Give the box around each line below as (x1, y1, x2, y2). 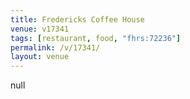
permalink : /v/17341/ (10, 42, 101, 53)
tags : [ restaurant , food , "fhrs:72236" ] (10, 33, 182, 43)
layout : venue (10, 52, 70, 62)
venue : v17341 (10, 24, 70, 34)
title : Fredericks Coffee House (10, 14, 145, 25)
